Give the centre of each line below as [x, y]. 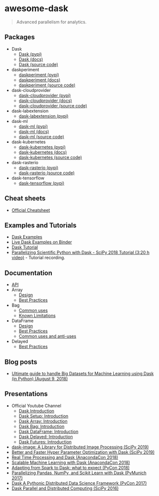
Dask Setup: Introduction [43, 416]
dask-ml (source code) [41, 137]
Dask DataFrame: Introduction [48, 431]
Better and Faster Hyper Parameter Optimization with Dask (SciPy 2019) [83, 452]
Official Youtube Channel [36, 406]
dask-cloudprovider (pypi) [45, 95]
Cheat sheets [25, 198]
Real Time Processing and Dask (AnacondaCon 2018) [65, 457]
